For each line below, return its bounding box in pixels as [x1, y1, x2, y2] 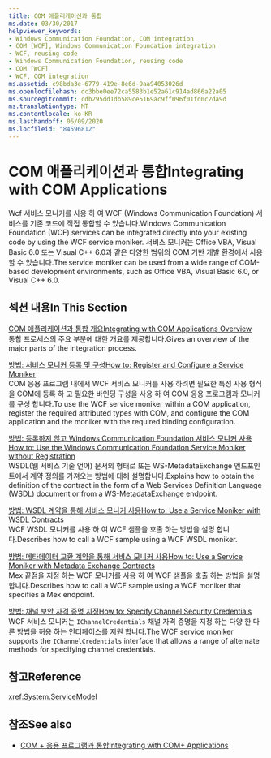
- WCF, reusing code [8, 50, 79, 58]
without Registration [8, 451, 75, 461]
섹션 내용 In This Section [8, 301, 127, 315]
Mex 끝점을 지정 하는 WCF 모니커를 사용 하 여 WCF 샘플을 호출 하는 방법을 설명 [8, 570, 260, 580]
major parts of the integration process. [8, 342, 137, 353]
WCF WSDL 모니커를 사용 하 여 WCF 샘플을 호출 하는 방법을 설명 [8, 524, 215, 534]
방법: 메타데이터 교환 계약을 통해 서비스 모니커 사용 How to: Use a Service [8, 551, 243, 561]
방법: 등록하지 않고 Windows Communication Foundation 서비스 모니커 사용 [8, 433, 253, 443]
